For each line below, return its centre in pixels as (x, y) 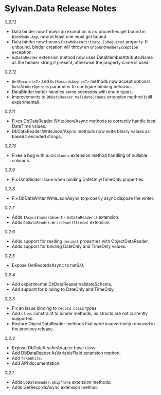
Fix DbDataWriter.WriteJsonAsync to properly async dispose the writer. (83, 198)
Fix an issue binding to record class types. (55, 308)
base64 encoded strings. (37, 136)
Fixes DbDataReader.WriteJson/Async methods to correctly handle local (84, 121)
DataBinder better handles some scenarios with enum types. (72, 92)
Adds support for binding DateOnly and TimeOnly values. (69, 246)
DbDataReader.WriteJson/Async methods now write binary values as (81, 131)
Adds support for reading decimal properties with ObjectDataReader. (80, 241)
